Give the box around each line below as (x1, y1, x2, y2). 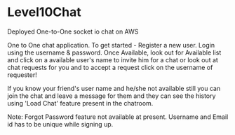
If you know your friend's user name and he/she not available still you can (7, 84, 221, 92)
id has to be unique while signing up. (7, 120, 114, 128)
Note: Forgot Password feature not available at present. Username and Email (7, 113, 229, 121)
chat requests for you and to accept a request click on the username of (7, 63, 213, 71)
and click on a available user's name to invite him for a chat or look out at (7, 55, 219, 64)
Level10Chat (7, 4, 82, 20)
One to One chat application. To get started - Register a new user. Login (7, 41, 215, 49)
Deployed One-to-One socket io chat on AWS (7, 27, 139, 36)
